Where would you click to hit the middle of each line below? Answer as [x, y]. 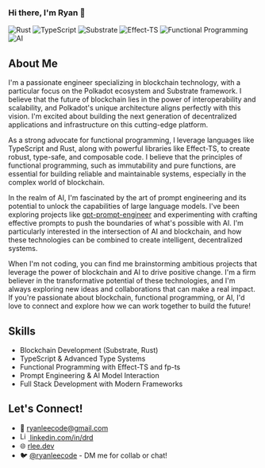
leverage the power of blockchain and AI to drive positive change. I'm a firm [132, 273]
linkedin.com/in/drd [61, 437]
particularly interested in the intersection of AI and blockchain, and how [125, 232]
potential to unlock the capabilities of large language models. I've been [124, 207]
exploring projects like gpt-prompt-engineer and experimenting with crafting [133, 215]
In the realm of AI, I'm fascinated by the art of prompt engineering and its [127, 198]
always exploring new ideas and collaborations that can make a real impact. [132, 289]
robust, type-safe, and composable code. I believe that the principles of [126, 157]
